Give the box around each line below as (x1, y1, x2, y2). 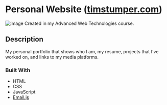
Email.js (12, 94, 29, 100)
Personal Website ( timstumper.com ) (5, 4, 162, 15)
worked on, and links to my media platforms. (5, 54, 99, 60)
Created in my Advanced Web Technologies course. (25, 20, 134, 26)
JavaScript (12, 89, 36, 95)
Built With (5, 66, 31, 74)
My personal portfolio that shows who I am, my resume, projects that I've (5, 48, 159, 54)
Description (5, 35, 43, 44)
